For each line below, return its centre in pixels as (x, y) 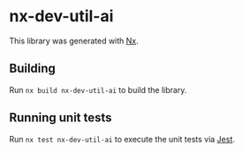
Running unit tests (61, 118)
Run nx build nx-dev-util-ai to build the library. (98, 89)
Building (32, 69)
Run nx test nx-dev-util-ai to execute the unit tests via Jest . (122, 139)
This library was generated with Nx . (74, 41)
